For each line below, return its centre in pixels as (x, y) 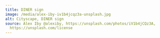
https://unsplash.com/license (41, 28)
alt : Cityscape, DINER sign (35, 19)
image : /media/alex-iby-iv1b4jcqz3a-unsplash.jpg (58, 14)
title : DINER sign (24, 10)
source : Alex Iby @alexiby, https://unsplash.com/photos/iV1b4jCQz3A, (81, 23)
